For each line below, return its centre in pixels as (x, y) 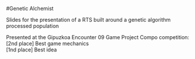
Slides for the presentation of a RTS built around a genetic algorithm (88, 20)
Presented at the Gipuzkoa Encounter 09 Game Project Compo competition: (98, 37)
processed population (33, 26)
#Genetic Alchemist (30, 8)
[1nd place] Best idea (31, 50)
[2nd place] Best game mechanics (48, 44)
